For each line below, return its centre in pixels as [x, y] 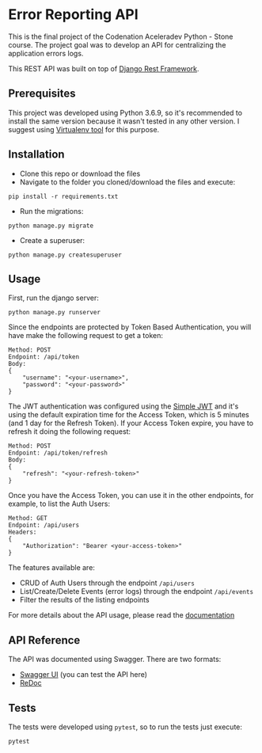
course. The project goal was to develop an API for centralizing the [117, 44]
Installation [36, 155]
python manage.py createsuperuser [65, 255]
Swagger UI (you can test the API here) [84, 675]
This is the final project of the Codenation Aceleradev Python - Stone [121, 36]
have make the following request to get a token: [86, 336]
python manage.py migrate [51, 226]
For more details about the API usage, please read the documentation [122, 615]
